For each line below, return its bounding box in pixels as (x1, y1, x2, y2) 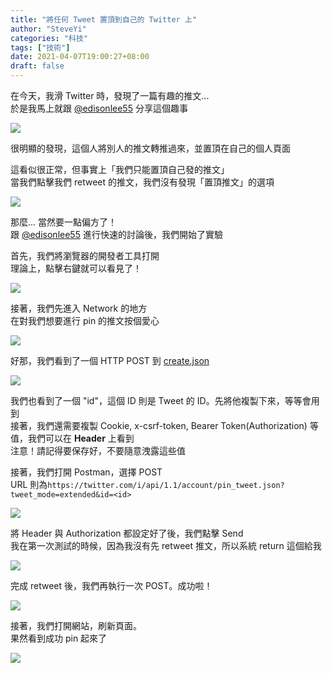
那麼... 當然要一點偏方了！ (10, 216, 118, 228)
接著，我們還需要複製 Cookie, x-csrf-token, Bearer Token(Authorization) (10, 420, 308, 431)
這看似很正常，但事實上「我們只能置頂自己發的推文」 (10, 164, 230, 175)
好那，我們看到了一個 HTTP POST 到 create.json (10, 355, 210, 366)
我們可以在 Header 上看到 (27, 432, 135, 444)
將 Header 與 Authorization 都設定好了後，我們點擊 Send (10, 527, 244, 539)
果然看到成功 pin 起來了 (10, 632, 108, 644)
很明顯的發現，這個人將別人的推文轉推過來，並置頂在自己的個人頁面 (10, 142, 291, 154)
